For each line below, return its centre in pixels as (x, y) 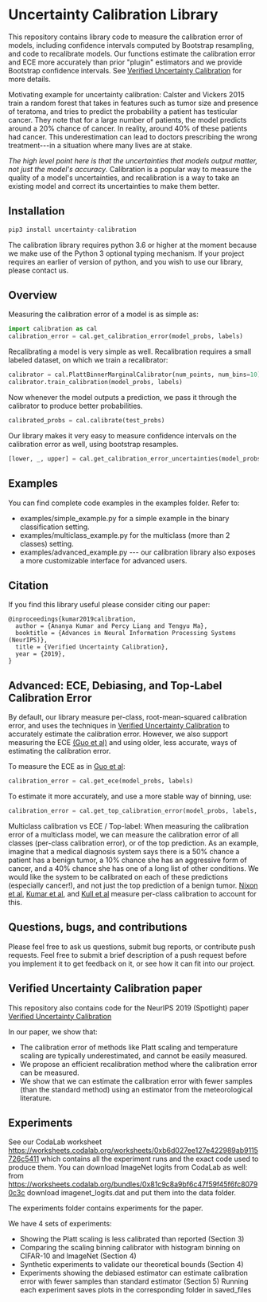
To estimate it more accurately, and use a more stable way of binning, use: (130, 796)
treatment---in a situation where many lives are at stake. (100, 145)
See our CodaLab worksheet (55, 1142)
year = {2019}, (41, 654)
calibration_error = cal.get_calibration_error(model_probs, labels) (126, 336)
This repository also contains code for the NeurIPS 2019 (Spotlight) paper (128, 1008)
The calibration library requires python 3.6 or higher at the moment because (132, 245)
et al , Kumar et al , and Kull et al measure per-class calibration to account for (132, 893)
